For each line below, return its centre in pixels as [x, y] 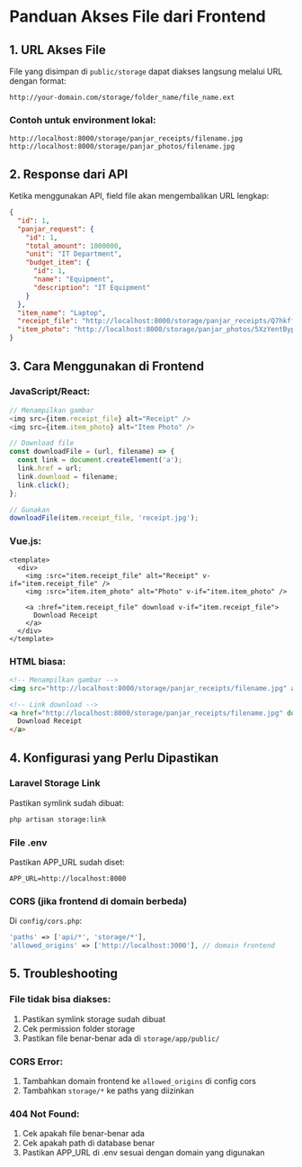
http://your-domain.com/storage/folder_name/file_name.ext [122, 97]
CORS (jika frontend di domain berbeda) [98, 900]
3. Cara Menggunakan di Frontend [107, 366]
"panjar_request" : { [56, 229]
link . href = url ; [50, 469]
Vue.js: [26, 541]
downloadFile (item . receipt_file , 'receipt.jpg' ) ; [104, 518]
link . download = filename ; [68, 476]
